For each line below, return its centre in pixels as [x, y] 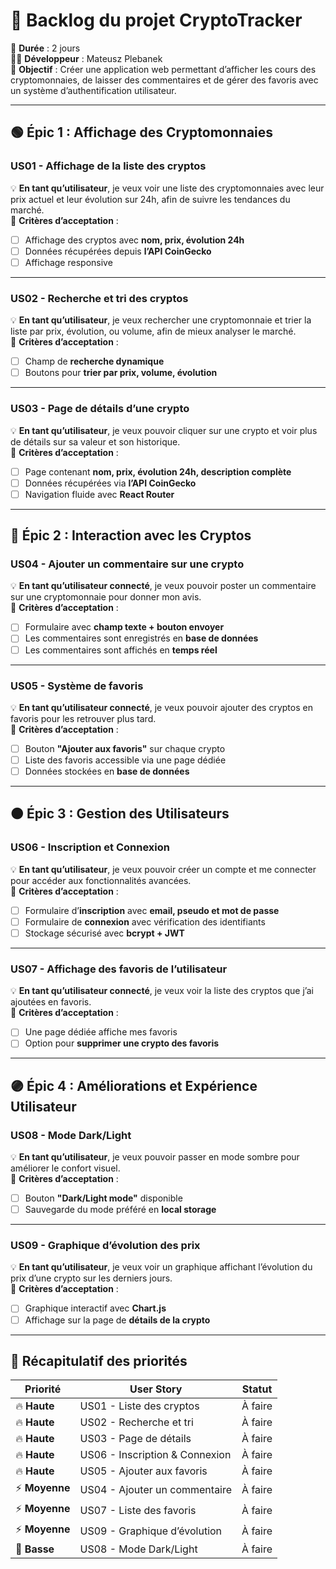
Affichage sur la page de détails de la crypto [117, 1320]
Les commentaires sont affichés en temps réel [121, 650]
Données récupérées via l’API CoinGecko [110, 483]
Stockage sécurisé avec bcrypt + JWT [104, 933]
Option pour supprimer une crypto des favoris [122, 1043]
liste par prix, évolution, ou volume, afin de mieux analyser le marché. [153, 331]
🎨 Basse [35, 1549]
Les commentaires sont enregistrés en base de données [141, 638]
